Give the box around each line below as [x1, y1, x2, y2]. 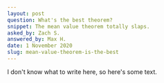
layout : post [7, 10, 45, 17]
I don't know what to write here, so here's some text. [7, 67, 158, 76]
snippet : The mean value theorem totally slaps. [7, 23, 150, 30]
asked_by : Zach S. [7, 29, 60, 37]
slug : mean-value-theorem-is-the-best [7, 49, 119, 56]
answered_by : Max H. [7, 36, 67, 43]
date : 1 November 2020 [7, 42, 73, 49]
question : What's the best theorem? [7, 17, 113, 24]
